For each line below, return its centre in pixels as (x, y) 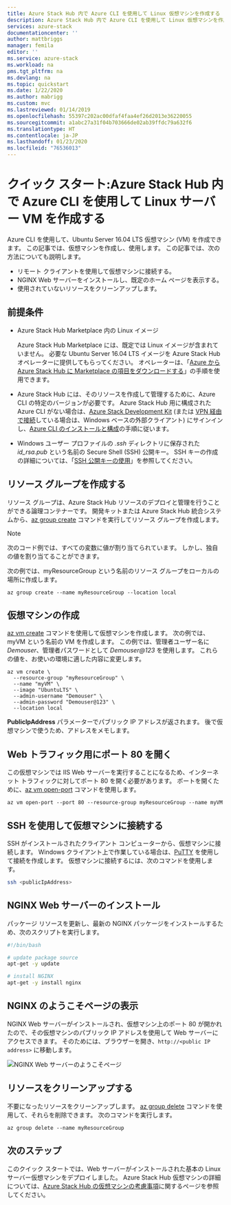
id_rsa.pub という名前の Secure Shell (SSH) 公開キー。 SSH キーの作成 (118, 452)
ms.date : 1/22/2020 (35, 90)
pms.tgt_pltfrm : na (35, 71)
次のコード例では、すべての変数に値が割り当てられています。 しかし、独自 (113, 547)
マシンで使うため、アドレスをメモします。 (73, 730)
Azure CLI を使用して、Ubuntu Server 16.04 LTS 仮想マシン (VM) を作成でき (114, 239)
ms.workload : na (30, 65)
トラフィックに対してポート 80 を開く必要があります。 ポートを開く (117, 781)
